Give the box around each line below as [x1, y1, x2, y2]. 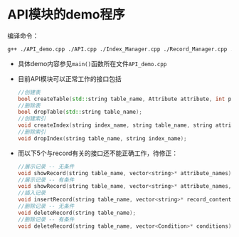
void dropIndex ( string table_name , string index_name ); [17, 135, 187, 142]
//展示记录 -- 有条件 [17, 176, 75, 184]
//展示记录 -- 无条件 [17, 163, 75, 170]
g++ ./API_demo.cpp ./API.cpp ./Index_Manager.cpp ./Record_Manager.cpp [7, 46, 228, 53]
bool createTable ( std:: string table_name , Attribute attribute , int [17, 95, 225, 102]
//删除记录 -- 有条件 [17, 216, 75, 223]
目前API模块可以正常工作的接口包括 [17, 74, 122, 83]
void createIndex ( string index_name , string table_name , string [17, 122, 213, 129]
